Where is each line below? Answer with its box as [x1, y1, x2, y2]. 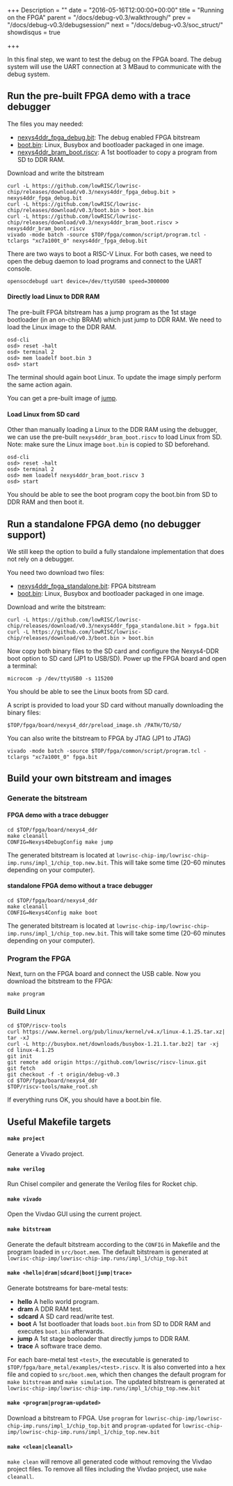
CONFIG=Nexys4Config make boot [7, 909, 98, 916]
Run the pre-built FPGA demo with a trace [7, 90, 191, 102]
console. [7, 264, 33, 273]
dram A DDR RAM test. [17, 1305, 83, 1313]
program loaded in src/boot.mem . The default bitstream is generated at [7, 1247, 209, 1256]
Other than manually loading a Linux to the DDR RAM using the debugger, [7, 426, 218, 434]
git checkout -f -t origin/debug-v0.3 [7, 1071, 120, 1079]
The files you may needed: [7, 119, 83, 128]
